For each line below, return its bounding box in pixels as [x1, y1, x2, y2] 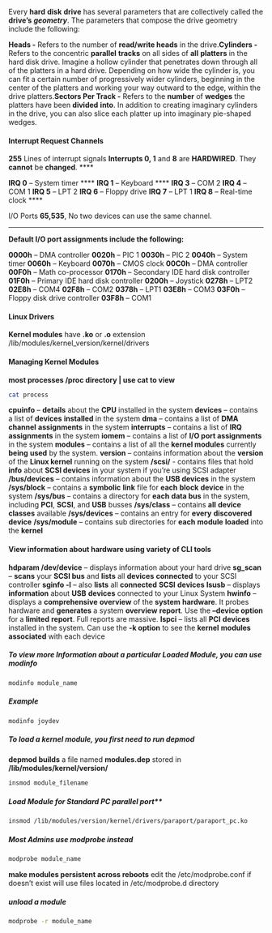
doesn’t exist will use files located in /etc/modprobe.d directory [8, 878, 219, 888]
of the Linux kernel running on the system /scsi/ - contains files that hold [8, 457, 253, 467]
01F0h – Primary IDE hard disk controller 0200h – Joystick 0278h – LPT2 [8, 276, 253, 286]
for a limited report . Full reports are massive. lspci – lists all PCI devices [8, 614, 250, 623]
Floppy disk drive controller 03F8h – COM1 [8, 293, 152, 303]
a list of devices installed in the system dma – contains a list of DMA [8, 413, 239, 424]
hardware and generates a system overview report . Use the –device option [8, 606, 263, 615]
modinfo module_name [8, 678, 79, 687]
